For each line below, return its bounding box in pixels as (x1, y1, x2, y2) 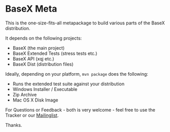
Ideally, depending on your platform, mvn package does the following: (5, 71, 149, 77)
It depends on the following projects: (5, 35, 82, 41)
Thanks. (5, 122, 22, 128)
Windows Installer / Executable (12, 86, 78, 92)
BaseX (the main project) (12, 45, 65, 51)
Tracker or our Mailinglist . (5, 112, 59, 118)
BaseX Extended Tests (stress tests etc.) (12, 50, 97, 56)
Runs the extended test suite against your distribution (12, 81, 125, 87)
